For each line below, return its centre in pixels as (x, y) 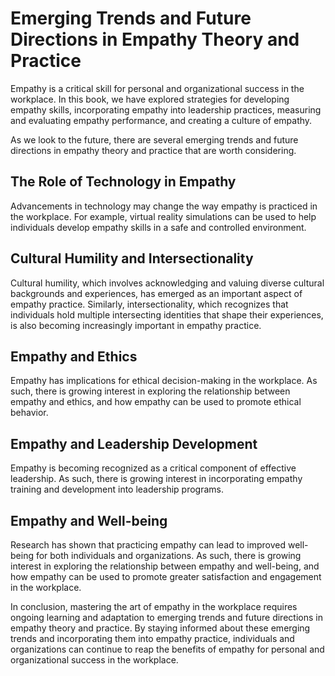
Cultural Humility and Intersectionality (132, 258)
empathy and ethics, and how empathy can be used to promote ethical (156, 402)
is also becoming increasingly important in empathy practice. (136, 325)
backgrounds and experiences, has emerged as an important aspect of (156, 293)
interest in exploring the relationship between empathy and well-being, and (165, 566)
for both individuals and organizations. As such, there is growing (168, 555)
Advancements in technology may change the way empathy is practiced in (164, 206)
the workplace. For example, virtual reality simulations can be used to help (163, 216)
